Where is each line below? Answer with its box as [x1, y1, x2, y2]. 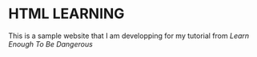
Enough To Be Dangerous [8, 39, 94, 48]
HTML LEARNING [8, 5, 125, 23]
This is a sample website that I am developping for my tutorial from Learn [8, 31, 250, 40]
